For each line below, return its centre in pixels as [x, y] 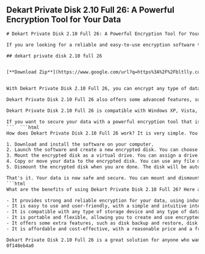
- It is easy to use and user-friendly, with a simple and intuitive [97, 206]
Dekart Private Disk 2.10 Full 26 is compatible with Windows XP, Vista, [102, 111]
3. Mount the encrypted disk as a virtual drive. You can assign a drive [102, 155]
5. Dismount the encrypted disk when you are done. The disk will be [97, 167]
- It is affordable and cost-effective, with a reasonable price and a [99, 229]
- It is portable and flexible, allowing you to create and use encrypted [103, 218]
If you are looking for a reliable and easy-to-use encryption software [101, 45]
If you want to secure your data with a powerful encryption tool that [99, 122]
